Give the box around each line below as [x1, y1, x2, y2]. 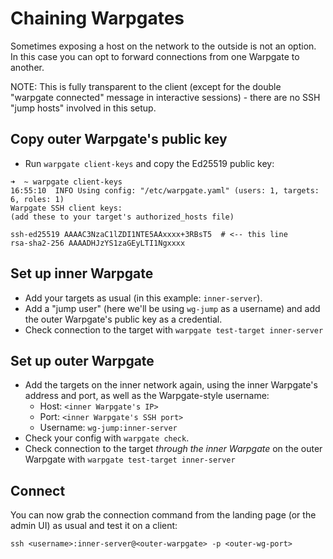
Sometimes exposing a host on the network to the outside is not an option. [10, 40, 317, 52]
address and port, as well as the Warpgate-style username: [24, 390, 270, 402]
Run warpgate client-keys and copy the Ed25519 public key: [24, 157, 275, 169]
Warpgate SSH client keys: [10, 203, 123, 213]
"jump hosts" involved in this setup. [10, 102, 157, 114]
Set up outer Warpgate [10, 352, 155, 369]
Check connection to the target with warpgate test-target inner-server [24, 323, 324, 336]
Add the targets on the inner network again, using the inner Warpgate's [24, 379, 318, 391]
